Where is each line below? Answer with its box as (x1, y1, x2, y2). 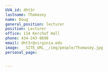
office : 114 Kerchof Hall (5, 31, 60, 36)
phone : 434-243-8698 (5, 36, 49, 41)
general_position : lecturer (5, 21, 65, 27)
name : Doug (5, 17, 28, 22)
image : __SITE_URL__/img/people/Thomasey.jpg (5, 45, 103, 50)
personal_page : (5, 50, 38, 55)
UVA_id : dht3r (5, 7, 35, 13)
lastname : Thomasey (5, 12, 47, 17)
